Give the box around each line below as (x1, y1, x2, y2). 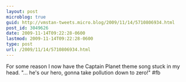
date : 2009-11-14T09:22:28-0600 (6, 30, 85, 36)
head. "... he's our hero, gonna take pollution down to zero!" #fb (6, 69, 161, 76)
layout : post (6, 8, 38, 15)
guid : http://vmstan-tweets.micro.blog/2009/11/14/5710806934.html (6, 19, 175, 25)
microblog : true (6, 14, 46, 20)
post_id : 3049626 (6, 25, 49, 31)
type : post (6, 42, 33, 47)
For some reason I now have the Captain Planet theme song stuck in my (6, 63, 181, 70)
